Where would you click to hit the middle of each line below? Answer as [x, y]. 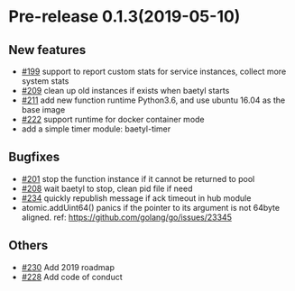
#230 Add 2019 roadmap [68, 267]
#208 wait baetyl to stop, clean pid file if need [107, 188]
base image [43, 109]
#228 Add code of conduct [72, 277]
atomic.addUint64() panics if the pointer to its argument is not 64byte [151, 207]
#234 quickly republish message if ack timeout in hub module [136, 198]
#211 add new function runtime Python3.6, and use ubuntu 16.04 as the [153, 100]
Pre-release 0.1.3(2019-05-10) [124, 17]
